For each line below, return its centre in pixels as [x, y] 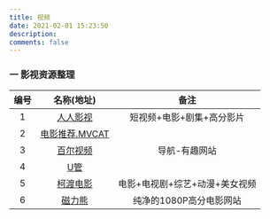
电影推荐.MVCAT [75, 134]
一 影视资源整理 [42, 74]
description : [33, 34]
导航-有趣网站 [187, 150]
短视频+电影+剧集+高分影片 [187, 117]
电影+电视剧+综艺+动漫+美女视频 [187, 184]
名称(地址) [75, 100]
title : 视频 [30, 17]
